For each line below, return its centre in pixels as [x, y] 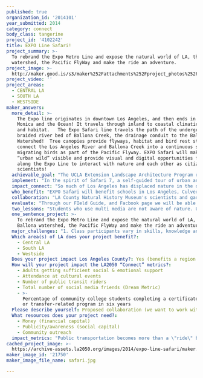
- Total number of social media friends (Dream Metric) [89, 287]
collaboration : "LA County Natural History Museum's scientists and [100, 197]
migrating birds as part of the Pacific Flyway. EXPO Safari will [102, 152]
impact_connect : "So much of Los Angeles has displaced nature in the [102, 186]
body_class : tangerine [35, 34]
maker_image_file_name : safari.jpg [51, 360]
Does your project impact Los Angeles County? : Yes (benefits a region [104, 259]
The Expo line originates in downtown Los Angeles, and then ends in [107, 119]
